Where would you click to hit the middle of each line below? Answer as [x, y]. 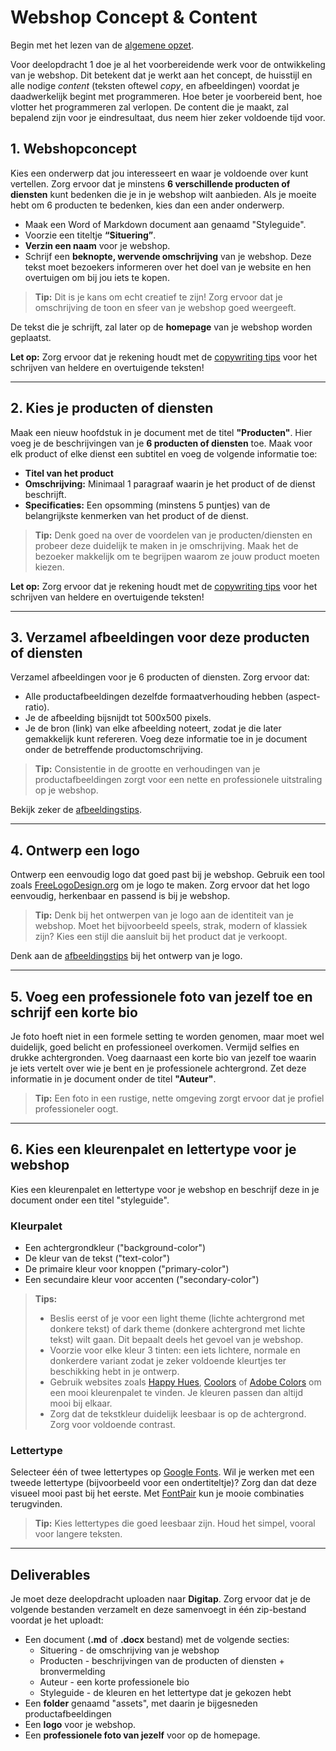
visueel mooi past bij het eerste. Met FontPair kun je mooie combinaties [157, 1493]
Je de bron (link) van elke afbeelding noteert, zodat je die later [153, 728]
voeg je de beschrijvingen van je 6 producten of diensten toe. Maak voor [161, 443]
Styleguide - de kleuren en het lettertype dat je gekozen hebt [165, 1693]
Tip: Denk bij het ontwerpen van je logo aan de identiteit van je [164, 915]
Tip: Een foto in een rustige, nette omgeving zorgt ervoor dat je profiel [179, 1098]
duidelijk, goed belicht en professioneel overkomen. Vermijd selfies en [155, 1047]
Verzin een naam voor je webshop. [97, 245]
